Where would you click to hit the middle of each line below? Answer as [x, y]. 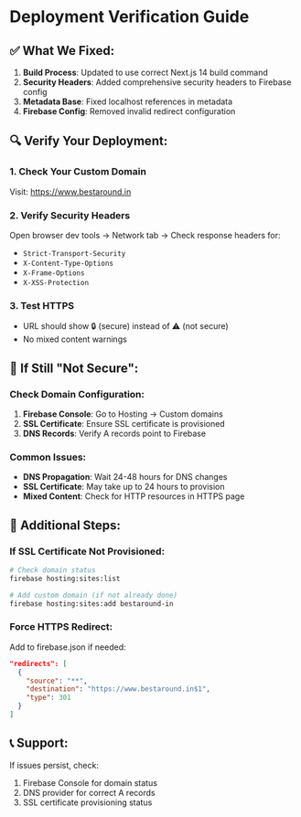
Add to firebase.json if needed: [68, 647]
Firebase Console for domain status [90, 782]
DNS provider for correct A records [89, 792]
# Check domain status [53, 570]
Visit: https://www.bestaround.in [70, 191]
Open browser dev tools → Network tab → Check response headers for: [145, 235]
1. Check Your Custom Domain [78, 172]
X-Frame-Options [54, 273]
